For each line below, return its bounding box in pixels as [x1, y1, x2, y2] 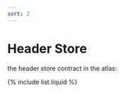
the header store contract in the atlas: [7, 64, 118, 73]
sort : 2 [7, 10, 30, 18]
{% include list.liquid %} [7, 77, 78, 86]
